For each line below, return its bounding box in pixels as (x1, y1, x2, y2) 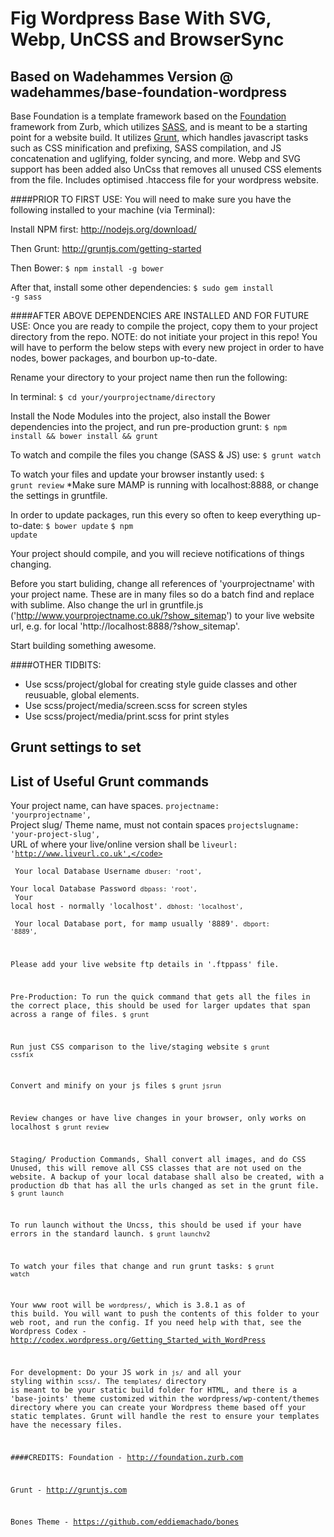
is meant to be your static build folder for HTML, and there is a (10, 1385, 298, 1396)
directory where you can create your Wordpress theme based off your (10, 1403, 307, 1413)
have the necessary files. (10, 1420, 123, 1431)
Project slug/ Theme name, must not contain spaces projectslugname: (10, 819, 300, 831)
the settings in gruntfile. (10, 490, 108, 501)
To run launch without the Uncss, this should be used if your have (10, 1220, 302, 1230)
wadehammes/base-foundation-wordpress (10, 83, 288, 101)
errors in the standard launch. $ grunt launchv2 (10, 1228, 211, 1239)
